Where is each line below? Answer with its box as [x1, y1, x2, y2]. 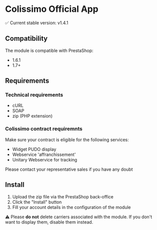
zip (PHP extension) [12, 113, 53, 119]
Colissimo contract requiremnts [5, 125, 83, 132]
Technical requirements [5, 91, 63, 98]
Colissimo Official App [5, 3, 98, 15]
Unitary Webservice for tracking [12, 156, 77, 162]
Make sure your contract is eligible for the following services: [5, 137, 129, 143]
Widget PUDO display [12, 146, 57, 152]
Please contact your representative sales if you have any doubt [5, 166, 133, 172]
